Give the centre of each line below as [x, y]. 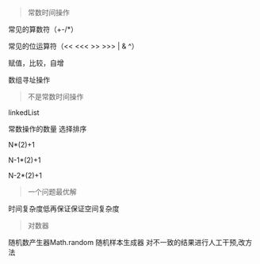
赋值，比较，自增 [36, 63]
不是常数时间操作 [55, 97]
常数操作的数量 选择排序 [48, 129]
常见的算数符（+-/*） [43, 29]
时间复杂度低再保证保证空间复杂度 [64, 209]
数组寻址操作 [29, 80]
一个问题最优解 [52, 192]
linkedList [24, 113]
